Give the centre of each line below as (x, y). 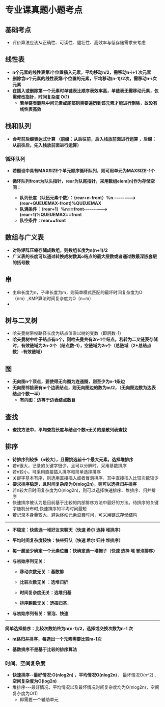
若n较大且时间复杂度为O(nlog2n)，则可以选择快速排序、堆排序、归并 (82, 490)
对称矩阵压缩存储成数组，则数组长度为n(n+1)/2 (60, 250)
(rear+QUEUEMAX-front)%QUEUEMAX (60, 203)
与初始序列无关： (29, 561)
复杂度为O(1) (25, 693)
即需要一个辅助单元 (39, 700)
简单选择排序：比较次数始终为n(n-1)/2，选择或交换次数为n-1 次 (69, 628)
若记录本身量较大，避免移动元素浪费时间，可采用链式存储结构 (75, 515)
